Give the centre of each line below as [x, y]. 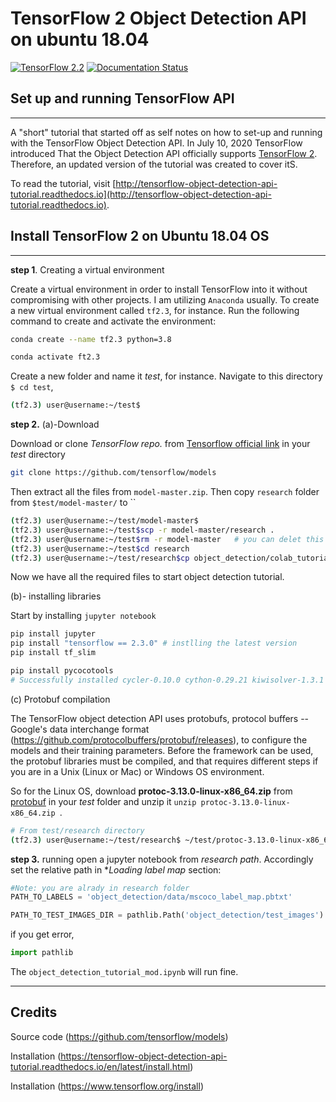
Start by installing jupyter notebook [83, 616]
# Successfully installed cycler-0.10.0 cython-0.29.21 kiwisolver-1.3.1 [167, 680]
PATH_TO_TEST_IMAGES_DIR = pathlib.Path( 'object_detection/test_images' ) [167, 915]
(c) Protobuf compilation [60, 699]
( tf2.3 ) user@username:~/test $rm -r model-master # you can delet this [167, 539]
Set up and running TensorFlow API [122, 98]
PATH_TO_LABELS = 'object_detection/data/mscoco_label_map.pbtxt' [151, 897]
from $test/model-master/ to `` [73, 503]
